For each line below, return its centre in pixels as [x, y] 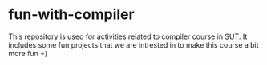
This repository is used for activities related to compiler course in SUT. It [128, 36]
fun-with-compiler [71, 15]
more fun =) [28, 53]
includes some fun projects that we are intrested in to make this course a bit [133, 44]
